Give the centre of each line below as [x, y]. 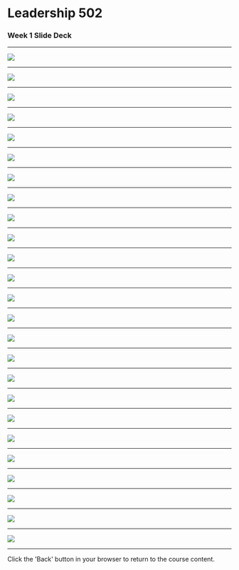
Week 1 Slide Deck [40, 36]
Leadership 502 [55, 13]
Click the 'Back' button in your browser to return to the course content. [111, 559]
